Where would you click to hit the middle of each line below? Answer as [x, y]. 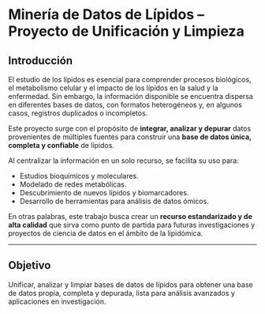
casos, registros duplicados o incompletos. [78, 113]
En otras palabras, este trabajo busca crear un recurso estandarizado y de [130, 216]
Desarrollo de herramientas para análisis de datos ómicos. [114, 201]
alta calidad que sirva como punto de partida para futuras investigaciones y [132, 225]
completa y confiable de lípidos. [61, 145]
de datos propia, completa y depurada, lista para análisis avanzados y [121, 293]
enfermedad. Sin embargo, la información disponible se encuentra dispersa [131, 96]
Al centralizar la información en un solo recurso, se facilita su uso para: [123, 161]
